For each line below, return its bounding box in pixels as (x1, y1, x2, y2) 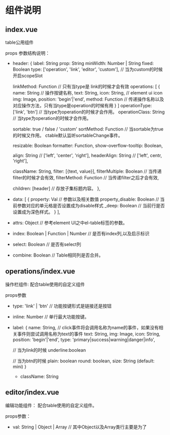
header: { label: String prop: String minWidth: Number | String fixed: (12, 60, 154, 66)
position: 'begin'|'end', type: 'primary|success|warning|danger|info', (12, 336, 155, 343)
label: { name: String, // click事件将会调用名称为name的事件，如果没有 (12, 324, 159, 330)
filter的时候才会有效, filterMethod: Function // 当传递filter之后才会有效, (12, 175, 159, 180)
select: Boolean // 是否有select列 (12, 241, 81, 247)
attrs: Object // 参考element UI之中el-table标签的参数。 (12, 220, 128, 226)
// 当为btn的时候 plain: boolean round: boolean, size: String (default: (12, 358, 155, 364)
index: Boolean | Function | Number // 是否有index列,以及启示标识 (12, 231, 150, 236)
